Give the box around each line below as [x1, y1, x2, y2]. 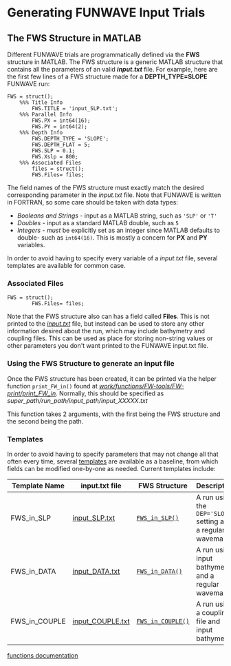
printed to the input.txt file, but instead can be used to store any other [7, 320, 205, 328]
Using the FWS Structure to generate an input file [7, 359, 175, 368]
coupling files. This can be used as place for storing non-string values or [7, 334, 213, 342]
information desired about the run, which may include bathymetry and [7, 327, 205, 335]
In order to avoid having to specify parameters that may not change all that [7, 450, 219, 458]
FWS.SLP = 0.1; [32, 147, 76, 154]
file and [195, 616, 221, 626]
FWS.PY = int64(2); [32, 123, 88, 130]
